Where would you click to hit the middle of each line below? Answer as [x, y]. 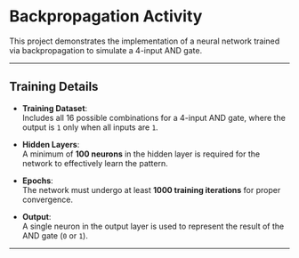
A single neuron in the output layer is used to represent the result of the [153, 226]
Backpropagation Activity [106, 16]
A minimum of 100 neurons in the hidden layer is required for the [141, 154]
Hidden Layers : [51, 144]
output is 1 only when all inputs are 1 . [90, 127]
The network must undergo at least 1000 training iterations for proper [151, 189]
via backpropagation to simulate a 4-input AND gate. [106, 50]
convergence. [48, 199]
